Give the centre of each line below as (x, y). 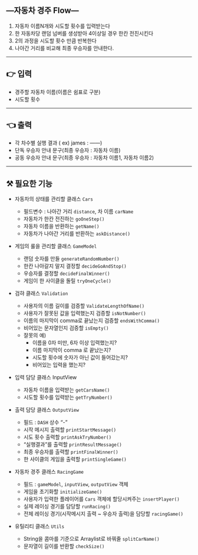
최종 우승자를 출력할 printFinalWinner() (71, 452)
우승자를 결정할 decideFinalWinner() (67, 274)
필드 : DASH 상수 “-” (45, 422)
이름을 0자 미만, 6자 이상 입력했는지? (75, 343)
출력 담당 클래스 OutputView (47, 410)
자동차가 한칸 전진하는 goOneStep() (64, 219)
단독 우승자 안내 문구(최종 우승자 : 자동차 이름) (67, 150)
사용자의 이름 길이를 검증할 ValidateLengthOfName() (84, 306)
